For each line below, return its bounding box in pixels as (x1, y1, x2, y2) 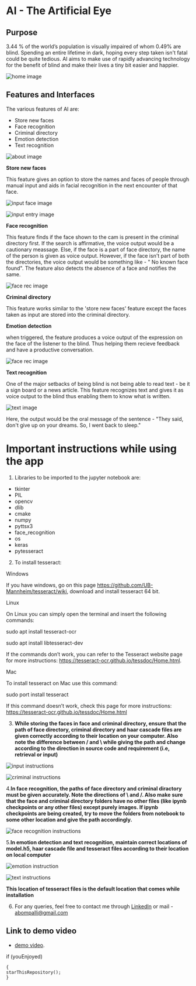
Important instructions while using (6, 442, 177, 455)
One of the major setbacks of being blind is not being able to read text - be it (6, 380, 190, 387)
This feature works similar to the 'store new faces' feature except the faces (6, 304, 187, 311)
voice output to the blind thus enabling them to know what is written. (6, 392, 171, 399)
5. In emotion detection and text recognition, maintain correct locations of (6, 838, 187, 845)
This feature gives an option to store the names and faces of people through (6, 176, 190, 183)
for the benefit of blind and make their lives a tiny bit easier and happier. (6, 61, 179, 69)
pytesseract (14, 547, 44, 554)
